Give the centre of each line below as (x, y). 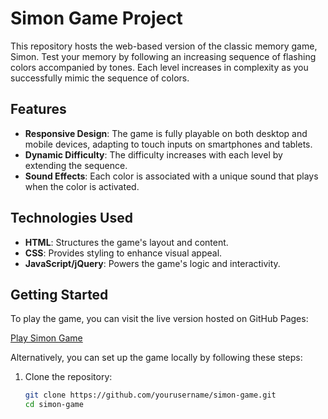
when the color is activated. (82, 186)
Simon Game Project (96, 18)
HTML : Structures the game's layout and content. (126, 242)
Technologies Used (71, 218)
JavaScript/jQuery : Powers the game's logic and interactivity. (152, 263)
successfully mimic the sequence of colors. (100, 78)
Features (38, 109)
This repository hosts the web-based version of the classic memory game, (164, 46)
